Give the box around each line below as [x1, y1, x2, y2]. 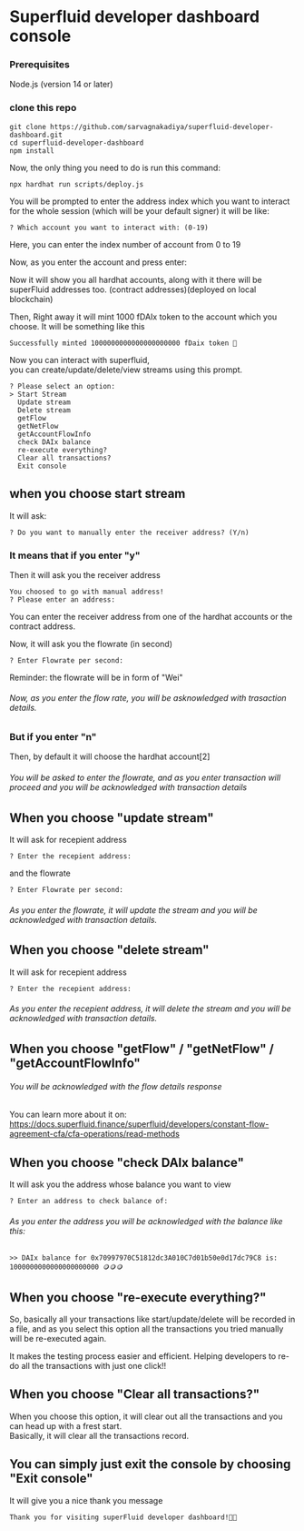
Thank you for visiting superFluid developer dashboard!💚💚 [9, 1513, 238, 1522]
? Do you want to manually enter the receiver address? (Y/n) [9, 528, 250, 537]
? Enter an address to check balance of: [9, 1196, 169, 1205]
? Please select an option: [9, 381, 116, 390]
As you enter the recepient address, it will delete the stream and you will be [9, 1003, 292, 1014]
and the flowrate [9, 867, 71, 879]
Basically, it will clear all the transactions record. [9, 1430, 190, 1441]
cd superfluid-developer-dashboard [9, 138, 144, 147]
